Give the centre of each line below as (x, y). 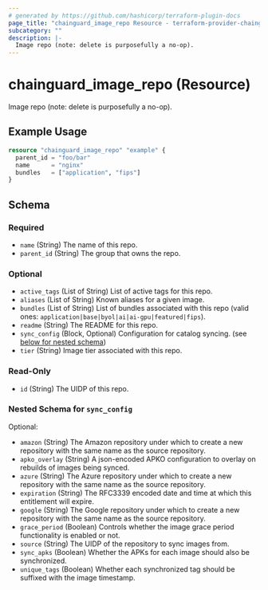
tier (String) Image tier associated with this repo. (101, 351)
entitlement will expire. (57, 501)
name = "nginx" (49, 165)
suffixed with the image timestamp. (77, 577)
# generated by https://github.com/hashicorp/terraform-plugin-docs (124, 16)
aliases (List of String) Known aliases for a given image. (112, 300)
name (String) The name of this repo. (79, 245)
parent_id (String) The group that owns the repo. (100, 253)
